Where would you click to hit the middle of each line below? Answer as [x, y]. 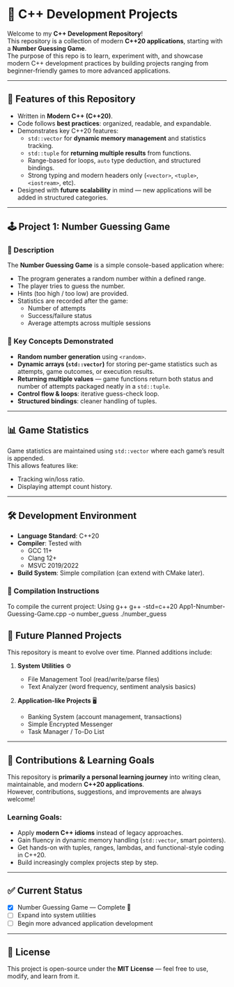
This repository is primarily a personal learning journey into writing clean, [114, 777]
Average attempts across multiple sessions [89, 323]
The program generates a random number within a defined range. [112, 279]
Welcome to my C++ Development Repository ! [75, 33]
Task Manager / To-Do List [66, 732]
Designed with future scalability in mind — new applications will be [115, 190]
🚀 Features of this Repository [71, 99]
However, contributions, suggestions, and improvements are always [104, 792]
